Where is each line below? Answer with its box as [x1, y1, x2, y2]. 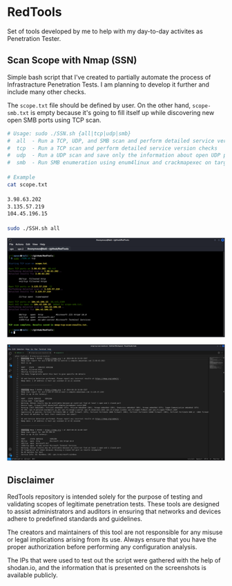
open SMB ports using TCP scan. [7, 116, 101, 124]
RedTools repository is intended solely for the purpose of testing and [7, 492, 203, 501]
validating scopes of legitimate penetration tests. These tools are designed [7, 499, 220, 508]
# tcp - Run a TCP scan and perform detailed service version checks [7, 145, 217, 152]
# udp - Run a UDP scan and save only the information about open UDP [7, 152, 221, 159]
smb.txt [7, 109, 30, 116]
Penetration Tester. [7, 34, 61, 42]
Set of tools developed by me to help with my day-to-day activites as [7, 27, 204, 35]
